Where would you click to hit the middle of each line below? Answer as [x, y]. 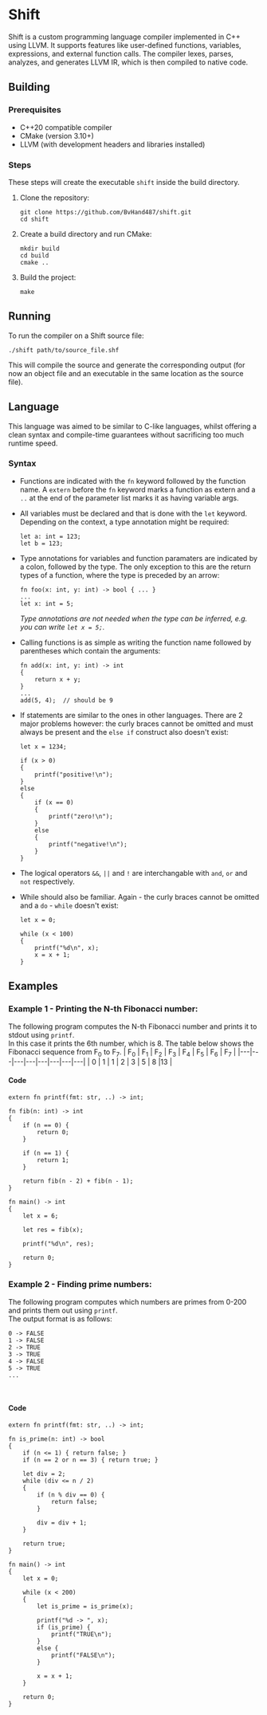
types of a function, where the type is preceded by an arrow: [120, 575]
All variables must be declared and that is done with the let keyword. [133, 513]
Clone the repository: [55, 198]
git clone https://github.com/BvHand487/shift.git [106, 212]
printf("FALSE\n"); [83, 1655]
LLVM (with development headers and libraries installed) [112, 144]
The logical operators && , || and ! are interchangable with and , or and [133, 873]
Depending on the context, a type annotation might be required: [124, 522]
